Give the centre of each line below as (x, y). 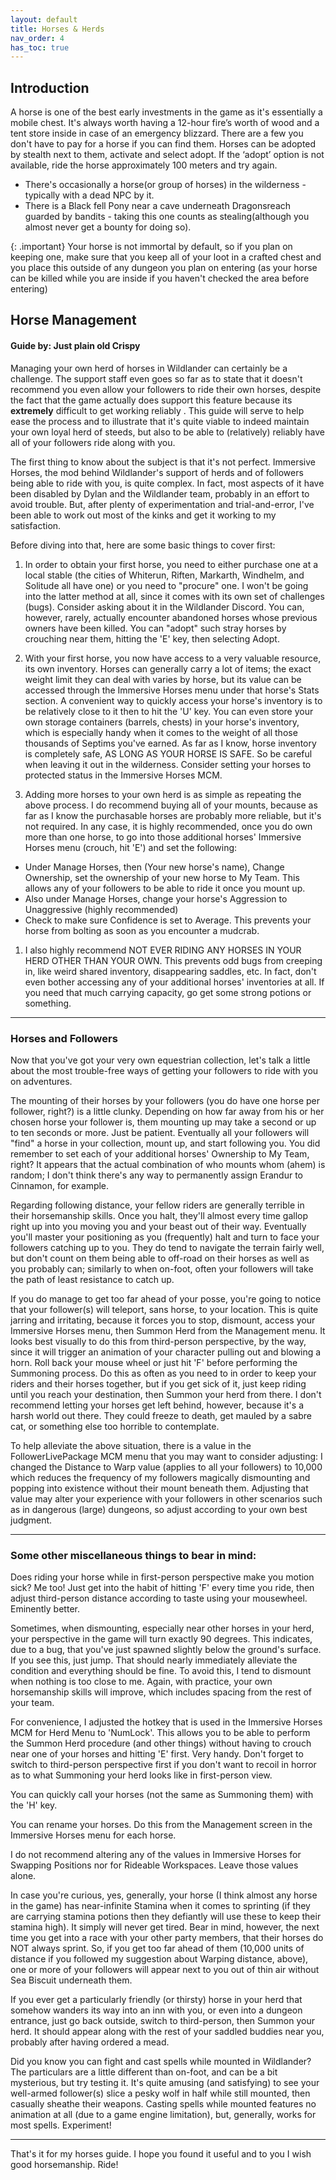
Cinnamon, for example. (60, 1185)
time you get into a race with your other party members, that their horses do (167, 1938)
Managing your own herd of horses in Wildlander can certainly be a (149, 368)
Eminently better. (45, 1609)
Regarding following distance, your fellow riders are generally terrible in (157, 1205)
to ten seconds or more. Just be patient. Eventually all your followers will (160, 1132)
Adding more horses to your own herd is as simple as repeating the (163, 794)
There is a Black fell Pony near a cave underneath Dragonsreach (158, 206)
